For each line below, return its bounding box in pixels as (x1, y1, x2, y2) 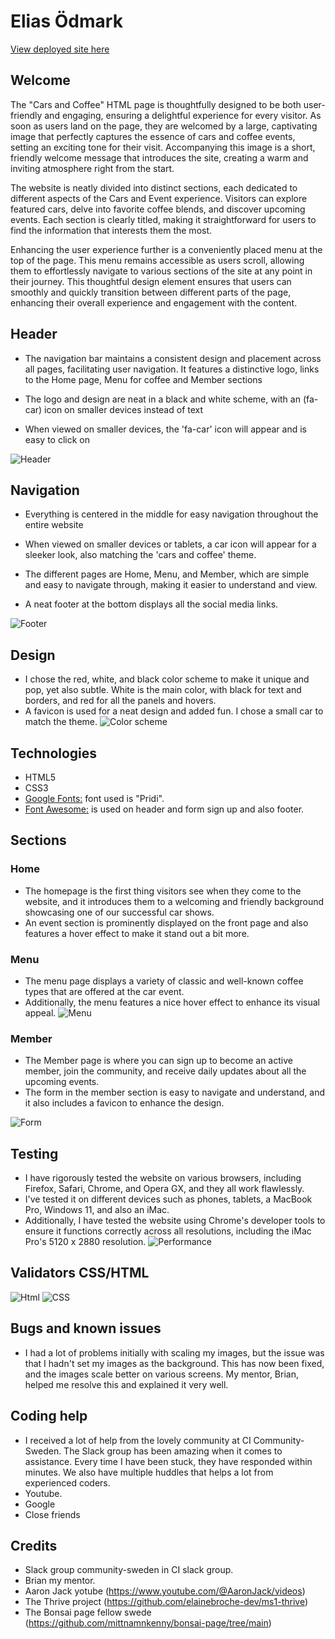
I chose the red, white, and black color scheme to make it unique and (24, 673, 310, 685)
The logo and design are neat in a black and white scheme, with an (24, 393, 301, 405)
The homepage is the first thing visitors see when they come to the (24, 885, 302, 897)
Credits (10, 1537, 58, 1554)
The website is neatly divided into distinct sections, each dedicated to (10, 181, 298, 194)
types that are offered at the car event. (24, 985, 185, 997)
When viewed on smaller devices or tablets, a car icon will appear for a (24, 538, 317, 550)
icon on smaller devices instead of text (44, 403, 204, 415)
